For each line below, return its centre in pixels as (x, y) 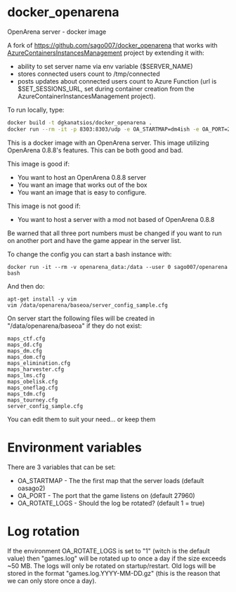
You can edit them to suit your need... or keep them (81, 419)
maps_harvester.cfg (36, 369)
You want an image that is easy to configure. (82, 192)
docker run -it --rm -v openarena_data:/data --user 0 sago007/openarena (118, 267)
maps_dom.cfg (26, 357)
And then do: (26, 286)
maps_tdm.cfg (26, 394)
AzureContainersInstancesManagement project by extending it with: (106, 53)
